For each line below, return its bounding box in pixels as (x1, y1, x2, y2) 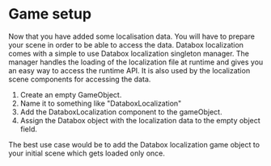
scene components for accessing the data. (8, 74, 151, 84)
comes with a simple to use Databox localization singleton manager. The (8, 48, 249, 58)
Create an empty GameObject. (19, 89, 122, 99)
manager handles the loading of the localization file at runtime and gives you (8, 57, 264, 67)
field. (19, 124, 38, 134)
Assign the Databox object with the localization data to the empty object (19, 115, 260, 125)
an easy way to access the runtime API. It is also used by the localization (8, 65, 251, 75)
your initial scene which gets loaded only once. (8, 148, 166, 158)
